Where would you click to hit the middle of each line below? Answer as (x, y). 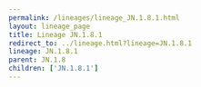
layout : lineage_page (50, 26)
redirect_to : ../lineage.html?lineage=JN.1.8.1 (100, 43)
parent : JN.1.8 (37, 60)
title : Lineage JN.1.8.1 (55, 34)
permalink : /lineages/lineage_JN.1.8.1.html (94, 18)
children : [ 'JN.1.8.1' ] (54, 69)
